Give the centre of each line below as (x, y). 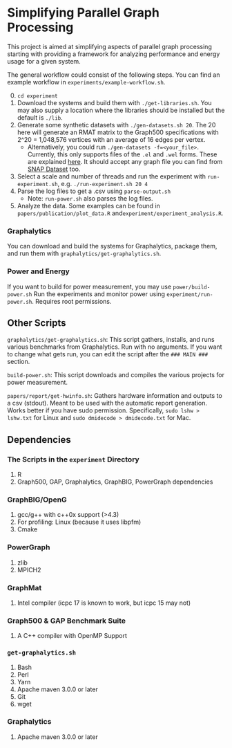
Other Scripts (37, 323)
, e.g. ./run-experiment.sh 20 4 (103, 183)
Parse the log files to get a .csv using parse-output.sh (94, 191)
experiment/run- (190, 294)
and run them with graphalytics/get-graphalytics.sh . (84, 253)
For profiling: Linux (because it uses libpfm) (79, 522)
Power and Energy (39, 271)
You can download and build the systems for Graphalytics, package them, (112, 246)
